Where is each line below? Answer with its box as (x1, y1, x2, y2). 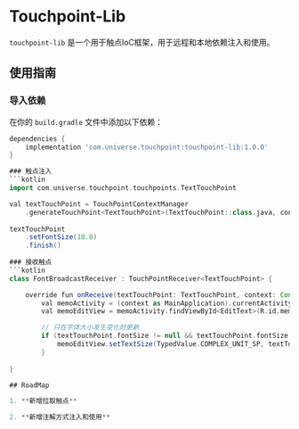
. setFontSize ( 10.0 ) (25, 233, 98, 242)
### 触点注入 (9, 167, 53, 176)
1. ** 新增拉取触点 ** (9, 397, 77, 406)
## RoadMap (9, 381, 50, 390)
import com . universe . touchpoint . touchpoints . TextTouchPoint (9, 184, 238, 193)
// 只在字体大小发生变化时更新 (41, 323, 140, 332)
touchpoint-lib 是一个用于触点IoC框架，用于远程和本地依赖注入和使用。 (9, 37, 275, 47)
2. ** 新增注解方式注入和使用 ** (9, 413, 110, 422)
